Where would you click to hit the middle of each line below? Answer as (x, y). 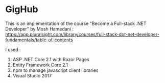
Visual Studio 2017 (32, 75)
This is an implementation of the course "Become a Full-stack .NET (76, 23)
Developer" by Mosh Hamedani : (40, 29)
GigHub (22, 9)
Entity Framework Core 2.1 (40, 65)
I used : (13, 49)
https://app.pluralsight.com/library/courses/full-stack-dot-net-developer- (82, 34)
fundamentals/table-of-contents (39, 40)
